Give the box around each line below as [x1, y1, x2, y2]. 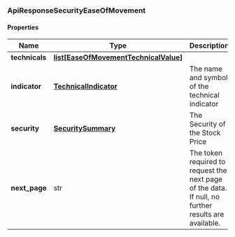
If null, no [189, 192, 220, 202]
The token [189, 148, 222, 158]
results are [189, 210, 225, 219]
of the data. [189, 183, 227, 193]
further [189, 201, 213, 210]
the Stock [189, 128, 221, 138]
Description [189, 41, 229, 50]
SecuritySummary [53, 123, 116, 133]
